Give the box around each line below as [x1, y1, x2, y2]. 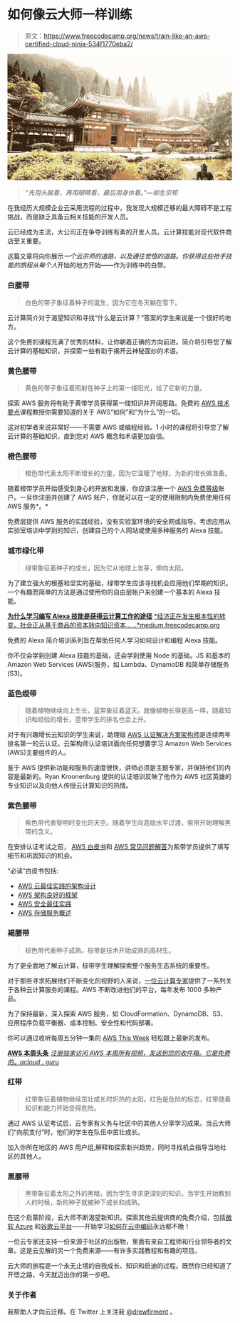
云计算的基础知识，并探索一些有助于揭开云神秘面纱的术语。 [7, 346, 182, 355]
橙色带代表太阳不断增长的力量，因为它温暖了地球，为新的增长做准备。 [24, 469, 231, 477]
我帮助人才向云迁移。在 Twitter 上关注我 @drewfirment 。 [7, 1307, 177, 1316]
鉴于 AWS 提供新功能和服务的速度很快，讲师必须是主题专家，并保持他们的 [7, 763, 225, 772]
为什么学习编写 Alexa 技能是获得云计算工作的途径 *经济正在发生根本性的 [7, 612, 220, 620]
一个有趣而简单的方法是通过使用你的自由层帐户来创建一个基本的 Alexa [7, 588, 213, 596]
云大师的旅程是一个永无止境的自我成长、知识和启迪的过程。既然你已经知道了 [7, 1262, 232, 1270]
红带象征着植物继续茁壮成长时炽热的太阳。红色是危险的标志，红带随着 [24, 1094, 231, 1103]
